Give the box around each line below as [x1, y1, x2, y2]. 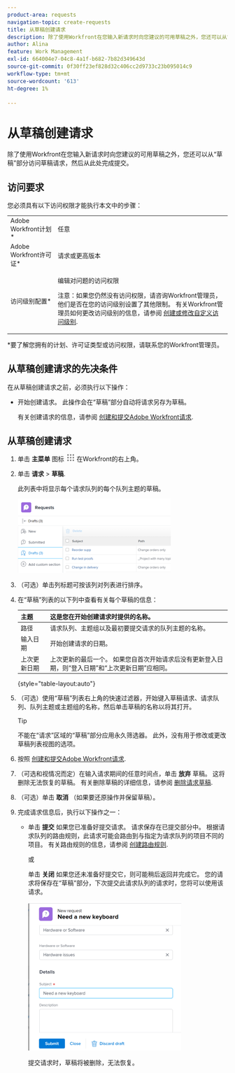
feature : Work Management [7, 48, 83, 55]
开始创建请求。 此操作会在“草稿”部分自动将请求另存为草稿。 [17, 397, 191, 406]
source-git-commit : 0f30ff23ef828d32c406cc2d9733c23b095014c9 [7, 63, 192, 70]
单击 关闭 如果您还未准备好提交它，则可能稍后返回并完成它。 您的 [27, 870, 218, 879]
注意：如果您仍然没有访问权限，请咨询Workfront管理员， [57, 291, 222, 300]
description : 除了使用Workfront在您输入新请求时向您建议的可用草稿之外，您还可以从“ [7, 34, 231, 41]
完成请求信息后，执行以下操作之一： [17, 808, 122, 816]
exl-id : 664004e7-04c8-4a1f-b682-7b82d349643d [7, 56, 145, 63]
